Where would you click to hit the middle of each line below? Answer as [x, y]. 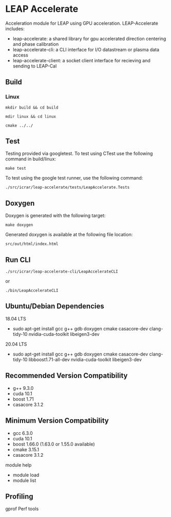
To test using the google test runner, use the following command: [74, 178]
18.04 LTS [16, 318]
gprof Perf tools [22, 509]
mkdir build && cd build [32, 108]
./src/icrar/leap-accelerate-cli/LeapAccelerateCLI [62, 272]
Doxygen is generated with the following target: [55, 216]
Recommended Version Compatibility [66, 376]
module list [24, 480]
